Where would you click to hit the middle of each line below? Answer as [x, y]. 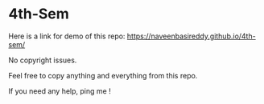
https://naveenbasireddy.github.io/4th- [191, 36]
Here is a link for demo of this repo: [67, 36]
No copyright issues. [43, 60]
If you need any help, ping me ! [60, 91]
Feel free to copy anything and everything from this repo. [103, 75]
